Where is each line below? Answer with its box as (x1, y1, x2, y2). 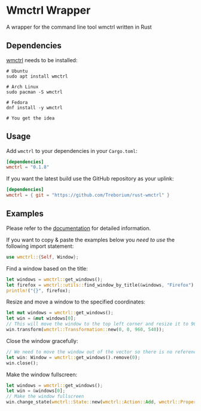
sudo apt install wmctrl (6, 73, 68, 79)
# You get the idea (6, 115, 55, 121)
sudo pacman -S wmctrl (6, 89, 63, 95)
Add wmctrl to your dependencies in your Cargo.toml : (6, 147, 138, 154)
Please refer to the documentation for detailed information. (6, 225, 151, 232)
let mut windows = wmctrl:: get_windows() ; (6, 310, 114, 316)
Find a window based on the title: (6, 265, 88, 272)
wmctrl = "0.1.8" (6, 164, 50, 170)
